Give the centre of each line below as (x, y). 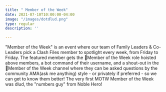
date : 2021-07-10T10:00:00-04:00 (40, 14)
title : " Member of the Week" (37, 10)
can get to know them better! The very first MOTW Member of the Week (79, 79)
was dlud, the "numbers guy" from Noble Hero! (54, 84)
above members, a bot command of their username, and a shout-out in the (82, 63)
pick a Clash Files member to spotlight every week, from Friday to (91, 52)
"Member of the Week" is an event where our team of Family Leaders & (79, 47)
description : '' (22, 28)
